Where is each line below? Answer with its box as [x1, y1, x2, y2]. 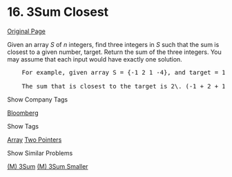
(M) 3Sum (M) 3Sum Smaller [7, 162, 88, 170]
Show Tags [7, 122, 39, 130]
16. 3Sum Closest [7, 4, 109, 20]
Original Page [7, 27, 46, 35]
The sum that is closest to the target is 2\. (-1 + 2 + [21, 82, 219, 90]
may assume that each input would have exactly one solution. [7, 55, 183, 63]
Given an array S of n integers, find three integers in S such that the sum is [7, 40, 220, 48]
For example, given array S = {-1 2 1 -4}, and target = [21, 68, 219, 76]
